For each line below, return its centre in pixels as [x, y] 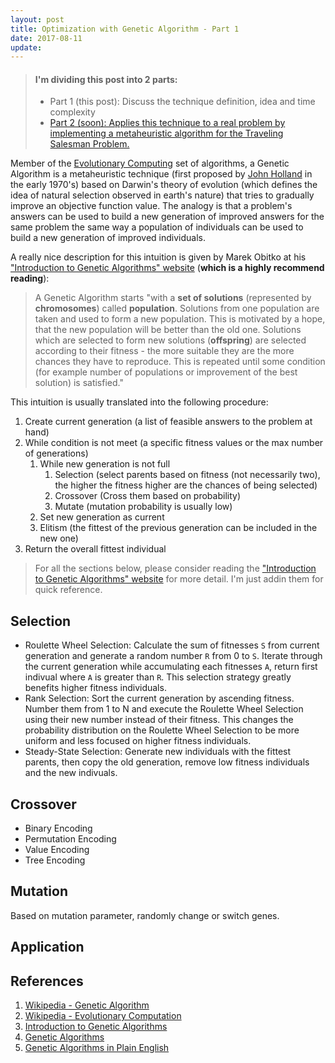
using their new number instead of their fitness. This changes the [159, 720]
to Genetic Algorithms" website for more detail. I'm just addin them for [179, 579]
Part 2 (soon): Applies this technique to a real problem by [167, 123]
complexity [72, 112]
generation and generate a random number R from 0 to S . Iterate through [173, 656]
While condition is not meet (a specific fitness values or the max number [174, 443]
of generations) [56, 453]
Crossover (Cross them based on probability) [148, 496]
